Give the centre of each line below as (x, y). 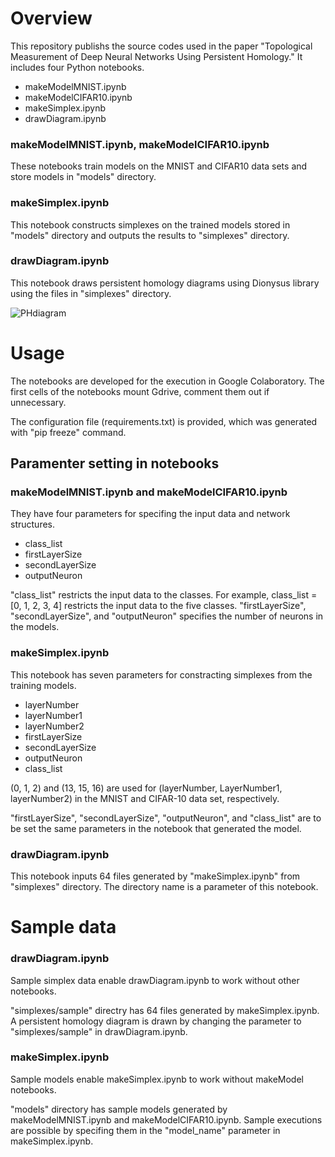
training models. (43, 685)
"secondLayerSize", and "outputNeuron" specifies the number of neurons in (167, 616)
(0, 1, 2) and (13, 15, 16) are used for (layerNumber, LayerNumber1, (146, 788)
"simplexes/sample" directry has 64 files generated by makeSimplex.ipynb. (165, 1010)
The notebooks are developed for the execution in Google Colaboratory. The (167, 381)
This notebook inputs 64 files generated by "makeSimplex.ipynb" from (155, 876)
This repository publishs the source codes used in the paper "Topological (161, 46)
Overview (51, 18)
